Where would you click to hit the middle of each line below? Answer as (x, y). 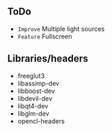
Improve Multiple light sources (61, 28)
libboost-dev (36, 91)
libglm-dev (33, 114)
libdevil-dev (35, 98)
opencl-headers (41, 121)
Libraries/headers (48, 59)
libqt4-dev (33, 106)
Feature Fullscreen (45, 36)
